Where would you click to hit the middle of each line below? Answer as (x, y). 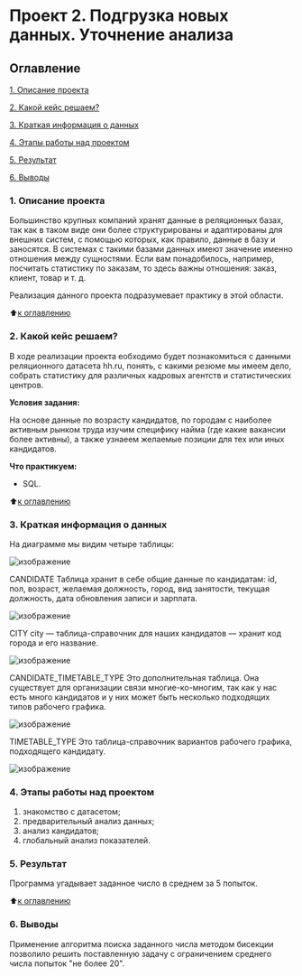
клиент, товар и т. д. (48, 278)
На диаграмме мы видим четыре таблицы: (92, 544)
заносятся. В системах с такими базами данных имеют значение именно (151, 249)
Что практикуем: (43, 466)
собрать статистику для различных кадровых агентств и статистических (151, 375)
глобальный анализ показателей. (86, 841)
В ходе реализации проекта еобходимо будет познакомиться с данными (150, 356)
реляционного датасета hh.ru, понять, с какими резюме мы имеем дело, (150, 366)
